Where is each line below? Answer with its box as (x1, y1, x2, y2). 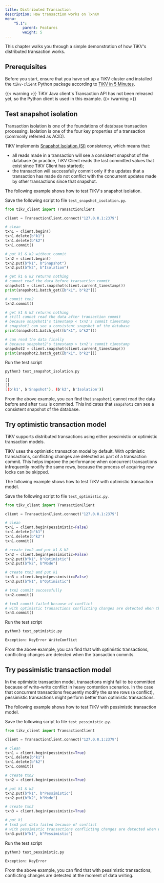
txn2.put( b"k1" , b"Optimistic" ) (5, 557, 71, 562)
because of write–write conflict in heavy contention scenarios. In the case (5, 684, 154, 690)
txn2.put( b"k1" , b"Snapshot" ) (5, 261, 67, 266)
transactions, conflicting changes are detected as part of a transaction (5, 453, 147, 459)
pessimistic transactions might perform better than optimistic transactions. (5, 694, 155, 700)
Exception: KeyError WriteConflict (5, 638, 78, 642)
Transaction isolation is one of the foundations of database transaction (5, 123, 147, 129)
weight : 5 (22, 30, 42, 35)
